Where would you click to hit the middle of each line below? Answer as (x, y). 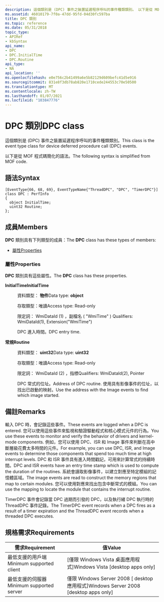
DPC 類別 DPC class (45, 126)
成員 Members (26, 227)
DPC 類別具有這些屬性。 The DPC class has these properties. (66, 275)
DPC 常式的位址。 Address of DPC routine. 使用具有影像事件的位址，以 (88, 383)
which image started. (39, 395)
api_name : (15, 46)
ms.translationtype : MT (29, 87)
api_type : (15, 64)
